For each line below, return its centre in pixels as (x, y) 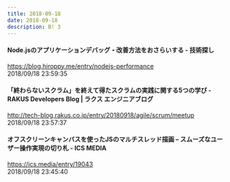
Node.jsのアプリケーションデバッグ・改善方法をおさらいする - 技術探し (111, 50)
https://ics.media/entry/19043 (50, 164)
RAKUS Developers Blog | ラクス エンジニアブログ (80, 99)
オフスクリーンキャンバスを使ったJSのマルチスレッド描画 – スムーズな (109, 139)
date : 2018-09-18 (33, 20)
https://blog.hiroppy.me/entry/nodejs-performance (81, 66)
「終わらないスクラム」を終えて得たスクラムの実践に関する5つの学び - (109, 90)
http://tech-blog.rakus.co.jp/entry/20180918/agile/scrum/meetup (101, 115)
